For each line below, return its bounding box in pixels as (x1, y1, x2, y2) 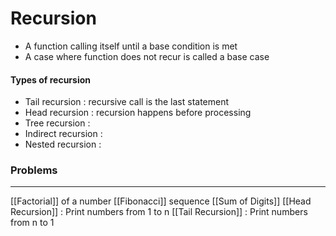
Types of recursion (10, 73, 91, 86)
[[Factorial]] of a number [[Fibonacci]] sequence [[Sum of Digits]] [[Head (10, 195, 312, 207)
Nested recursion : (24, 138, 102, 151)
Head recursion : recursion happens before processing (24, 107, 252, 119)
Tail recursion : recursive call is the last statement (24, 96, 230, 108)
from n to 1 (10, 217, 55, 229)
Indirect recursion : (24, 128, 103, 140)
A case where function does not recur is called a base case (24, 50, 270, 62)
